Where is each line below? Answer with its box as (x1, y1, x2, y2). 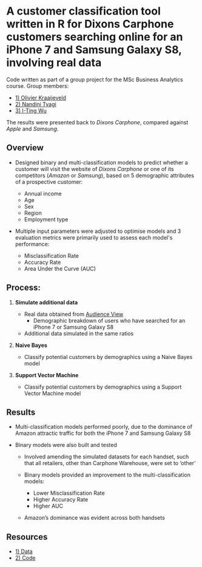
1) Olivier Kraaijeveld (15, 94, 67, 101)
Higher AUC (33, 502, 64, 510)
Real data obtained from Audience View (24, 310, 124, 318)
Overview (6, 143, 44, 153)
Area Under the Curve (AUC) (24, 265, 96, 272)
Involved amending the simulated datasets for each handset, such (24, 453, 189, 460)
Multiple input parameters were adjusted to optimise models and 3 (15, 227, 181, 235)
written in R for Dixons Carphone (6, 17, 174, 31)
